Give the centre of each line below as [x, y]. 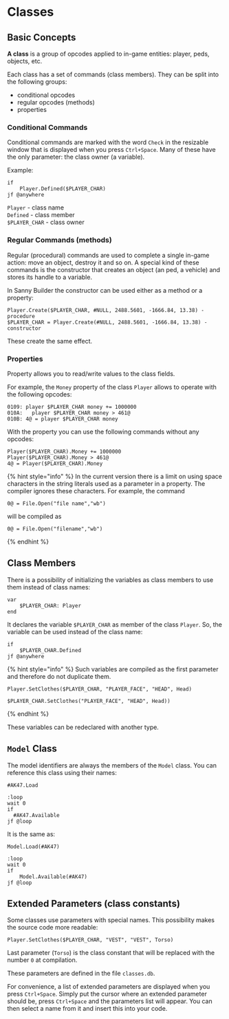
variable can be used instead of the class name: [75, 631]
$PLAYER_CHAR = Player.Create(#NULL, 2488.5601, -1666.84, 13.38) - [107, 322]
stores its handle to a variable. [50, 277]
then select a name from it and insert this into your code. [87, 1009]
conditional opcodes [46, 95]
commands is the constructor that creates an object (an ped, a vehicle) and [114, 269]
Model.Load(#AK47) [33, 847]
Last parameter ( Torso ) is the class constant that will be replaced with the [111, 953]
